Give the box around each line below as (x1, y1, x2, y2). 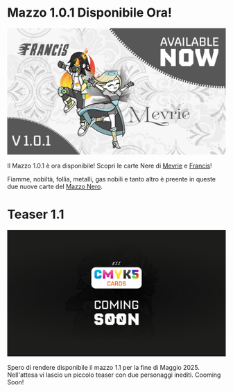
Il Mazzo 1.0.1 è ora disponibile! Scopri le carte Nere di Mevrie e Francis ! (7, 161, 212, 170)
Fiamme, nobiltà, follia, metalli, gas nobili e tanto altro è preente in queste (7, 175, 216, 183)
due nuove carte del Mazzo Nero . (7, 182, 103, 190)
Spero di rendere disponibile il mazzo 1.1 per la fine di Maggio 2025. (7, 363, 200, 371)
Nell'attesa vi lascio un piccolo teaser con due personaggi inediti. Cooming (7, 371, 221, 379)
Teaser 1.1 (7, 206, 64, 222)
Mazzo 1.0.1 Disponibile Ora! (7, 5, 172, 21)
